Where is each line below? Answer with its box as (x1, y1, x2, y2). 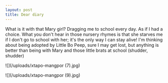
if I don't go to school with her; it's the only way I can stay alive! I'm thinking (5, 36, 163, 43)
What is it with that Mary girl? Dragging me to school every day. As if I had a (5, 26, 163, 32)
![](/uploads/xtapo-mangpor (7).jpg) (5, 62, 80, 68)
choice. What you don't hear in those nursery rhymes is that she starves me (5, 31, 163, 37)
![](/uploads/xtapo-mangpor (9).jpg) (5, 72, 81, 78)
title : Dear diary (5, 12, 44, 17)
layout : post (5, 7, 33, 13)
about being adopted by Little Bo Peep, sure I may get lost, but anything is (5, 42, 159, 48)
